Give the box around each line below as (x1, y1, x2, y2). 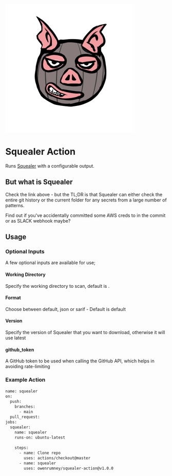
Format (5, 295, 22, 301)
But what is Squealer (5, 178, 73, 187)
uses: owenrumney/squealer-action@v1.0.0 (24, 466, 114, 471)
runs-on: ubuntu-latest (14, 435, 66, 440)
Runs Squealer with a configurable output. (5, 162, 95, 169)
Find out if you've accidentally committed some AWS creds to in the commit (5, 212, 166, 218)
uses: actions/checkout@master (24, 455, 91, 461)
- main (18, 409, 33, 414)
